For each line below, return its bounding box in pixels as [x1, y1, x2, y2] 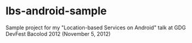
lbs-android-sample [5, 4, 107, 18]
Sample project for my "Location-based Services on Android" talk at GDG [5, 24, 186, 31]
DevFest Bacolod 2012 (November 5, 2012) [5, 30, 111, 37]
